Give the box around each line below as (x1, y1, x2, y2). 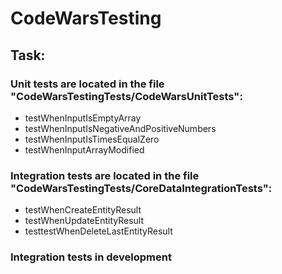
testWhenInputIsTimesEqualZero (24, 133, 160, 145)
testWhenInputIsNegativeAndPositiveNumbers (24, 122, 217, 134)
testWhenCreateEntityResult (24, 204, 142, 216)
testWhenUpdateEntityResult (24, 215, 145, 227)
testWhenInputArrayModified (24, 143, 145, 156)
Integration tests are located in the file (10, 168, 200, 182)
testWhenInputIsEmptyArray (24, 112, 142, 124)
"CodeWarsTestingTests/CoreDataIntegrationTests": (10, 181, 273, 195)
